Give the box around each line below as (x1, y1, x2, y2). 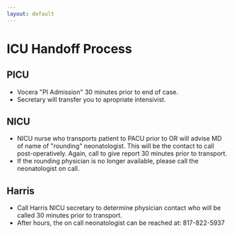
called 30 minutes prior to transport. (16, 211, 122, 220)
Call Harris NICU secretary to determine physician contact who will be (16, 204, 221, 212)
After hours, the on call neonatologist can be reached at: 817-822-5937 (16, 218, 226, 227)
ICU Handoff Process (6, 40, 132, 57)
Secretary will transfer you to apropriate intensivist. (16, 95, 167, 103)
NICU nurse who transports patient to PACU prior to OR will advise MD (16, 134, 222, 143)
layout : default (6, 10, 54, 18)
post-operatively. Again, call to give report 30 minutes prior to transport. (16, 149, 228, 158)
